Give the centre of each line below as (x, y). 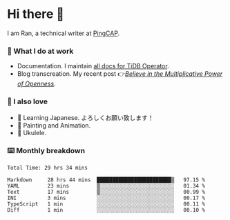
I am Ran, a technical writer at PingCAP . (64, 33)
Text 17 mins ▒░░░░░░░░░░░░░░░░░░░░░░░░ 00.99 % (106, 192)
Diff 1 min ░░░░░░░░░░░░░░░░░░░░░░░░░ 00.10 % (106, 210)
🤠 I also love (28, 101)
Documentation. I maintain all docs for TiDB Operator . (93, 66)
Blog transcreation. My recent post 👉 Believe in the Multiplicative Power (120, 74)
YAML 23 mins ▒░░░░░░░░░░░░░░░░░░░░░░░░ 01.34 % (106, 186)
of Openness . (37, 84)
